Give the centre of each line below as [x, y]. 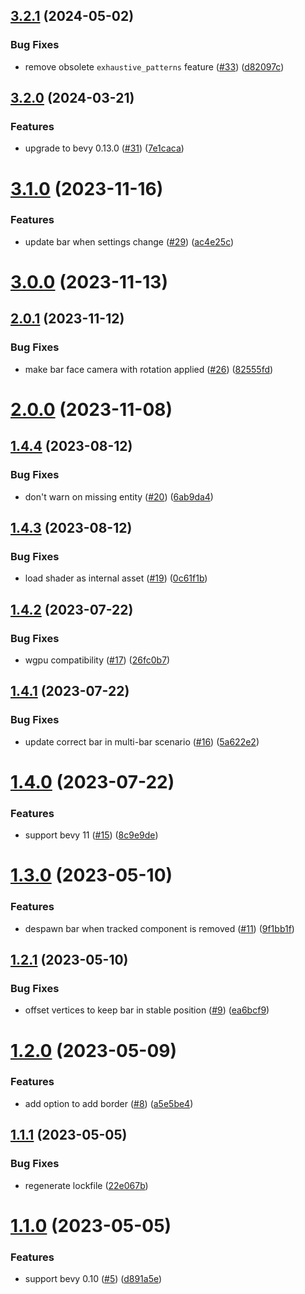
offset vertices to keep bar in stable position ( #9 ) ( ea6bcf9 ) [147, 1010]
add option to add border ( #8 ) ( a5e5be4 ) [109, 1103]
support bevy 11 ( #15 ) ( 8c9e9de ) [91, 835]
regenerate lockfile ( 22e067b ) [86, 1185]
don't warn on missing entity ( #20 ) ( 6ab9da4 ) [119, 496]
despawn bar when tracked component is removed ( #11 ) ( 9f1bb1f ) [159, 928]
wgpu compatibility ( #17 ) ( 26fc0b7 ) [97, 660]
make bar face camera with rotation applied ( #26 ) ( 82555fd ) [149, 369]
